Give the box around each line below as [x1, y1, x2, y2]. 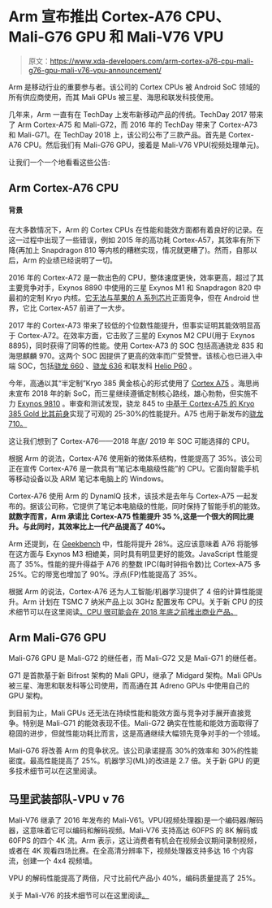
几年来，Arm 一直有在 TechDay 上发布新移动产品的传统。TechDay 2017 [8, 109, 248, 119]
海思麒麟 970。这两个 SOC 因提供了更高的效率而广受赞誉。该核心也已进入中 [8, 350, 263, 360]
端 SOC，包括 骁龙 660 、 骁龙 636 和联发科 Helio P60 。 [8, 361, 196, 371]
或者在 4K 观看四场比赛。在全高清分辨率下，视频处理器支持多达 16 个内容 [8, 846, 254, 856]
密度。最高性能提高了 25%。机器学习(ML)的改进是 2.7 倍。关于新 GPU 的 [8, 756, 253, 766]
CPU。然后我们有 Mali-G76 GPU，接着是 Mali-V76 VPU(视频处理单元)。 [23, 140, 264, 150]
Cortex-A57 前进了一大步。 [38, 302, 130, 313]
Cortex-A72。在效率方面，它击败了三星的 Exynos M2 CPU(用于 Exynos [17, 330, 256, 340]
